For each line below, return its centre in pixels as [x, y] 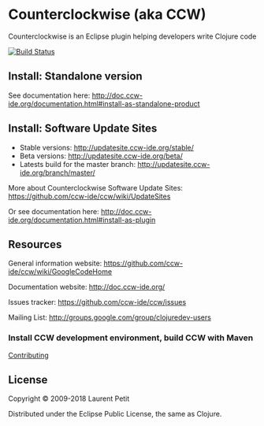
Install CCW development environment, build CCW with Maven [131, 338]
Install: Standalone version [76, 76]
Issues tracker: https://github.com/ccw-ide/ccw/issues [97, 302]
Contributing [28, 355]
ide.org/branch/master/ [58, 172]
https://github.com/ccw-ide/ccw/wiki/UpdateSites [89, 196]
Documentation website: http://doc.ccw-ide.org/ [87, 287]
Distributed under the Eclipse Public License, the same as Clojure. [115, 414]
